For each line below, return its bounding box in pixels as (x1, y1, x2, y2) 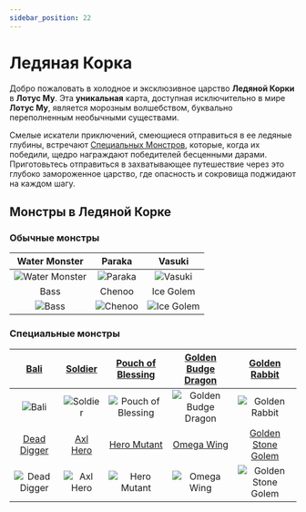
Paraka (101, 255, 133, 268)
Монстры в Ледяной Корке (9, 204, 171, 220)
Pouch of (116, 356, 157, 369)
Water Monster (16, 255, 84, 268)
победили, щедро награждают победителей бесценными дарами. (9, 148, 267, 159)
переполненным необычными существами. (9, 111, 179, 123)
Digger (19, 444, 49, 456)
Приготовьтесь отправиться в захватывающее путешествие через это (9, 159, 285, 169)
